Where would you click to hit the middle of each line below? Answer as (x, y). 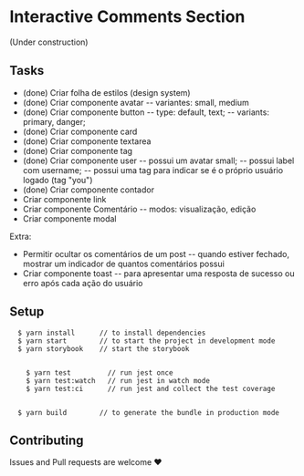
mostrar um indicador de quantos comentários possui (124, 264)
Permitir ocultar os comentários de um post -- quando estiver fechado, (156, 254)
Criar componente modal (69, 218)
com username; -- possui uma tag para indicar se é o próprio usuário (153, 170)
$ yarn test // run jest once (100, 373)
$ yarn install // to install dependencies (112, 333)
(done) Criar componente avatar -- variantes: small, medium (136, 102)
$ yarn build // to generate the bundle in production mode (149, 412)
